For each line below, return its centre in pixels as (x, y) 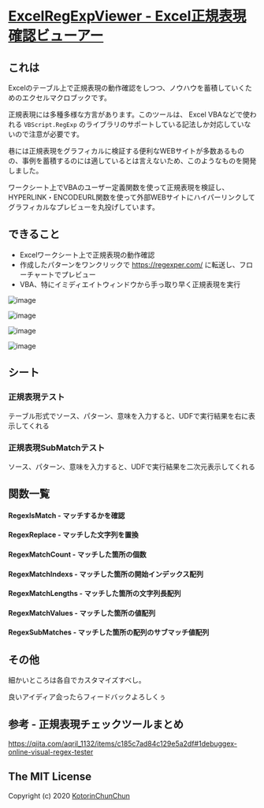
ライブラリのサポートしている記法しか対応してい (165, 124)
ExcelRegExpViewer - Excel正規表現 (127, 16)
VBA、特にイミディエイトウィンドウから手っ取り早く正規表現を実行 (130, 284)
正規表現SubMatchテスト (57, 448)
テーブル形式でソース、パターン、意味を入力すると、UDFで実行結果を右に (128, 415)
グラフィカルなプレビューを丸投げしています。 (84, 207)
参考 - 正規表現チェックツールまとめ (96, 724)
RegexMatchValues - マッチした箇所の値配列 (82, 613)
